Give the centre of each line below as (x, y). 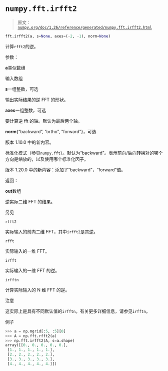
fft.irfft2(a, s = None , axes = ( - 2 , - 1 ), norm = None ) (58, 36)
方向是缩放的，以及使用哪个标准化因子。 (47, 159)
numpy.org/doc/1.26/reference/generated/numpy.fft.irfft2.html (85, 27)
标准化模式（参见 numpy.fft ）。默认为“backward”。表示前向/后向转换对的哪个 (84, 153)
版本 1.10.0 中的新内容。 (29, 142)
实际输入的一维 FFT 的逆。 (32, 270)
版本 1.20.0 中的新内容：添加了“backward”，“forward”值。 (65, 170)
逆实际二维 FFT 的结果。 (30, 201)
